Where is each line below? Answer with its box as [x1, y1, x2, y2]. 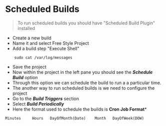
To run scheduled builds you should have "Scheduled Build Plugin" [17, 20, 155, 26]
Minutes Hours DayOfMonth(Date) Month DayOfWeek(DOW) [5, 116, 144, 121]
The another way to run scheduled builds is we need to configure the [12, 85, 155, 91]
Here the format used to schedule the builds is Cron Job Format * [12, 106, 147, 112]
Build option [12, 74, 38, 80]
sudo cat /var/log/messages [14, 55, 72, 60]
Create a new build [12, 35, 51, 41]
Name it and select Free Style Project [12, 40, 89, 46]
